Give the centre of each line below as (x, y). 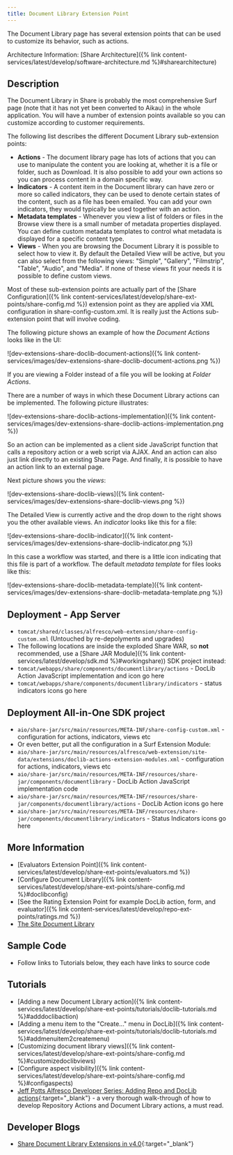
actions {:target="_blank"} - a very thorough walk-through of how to (114, 1098)
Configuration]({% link (39, 297)
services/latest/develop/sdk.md (63, 661)
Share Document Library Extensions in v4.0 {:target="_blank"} (105, 1144)
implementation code (48, 789)
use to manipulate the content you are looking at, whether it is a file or (117, 165)
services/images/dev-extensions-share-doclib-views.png (90, 501)
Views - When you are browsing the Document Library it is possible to (118, 246)
